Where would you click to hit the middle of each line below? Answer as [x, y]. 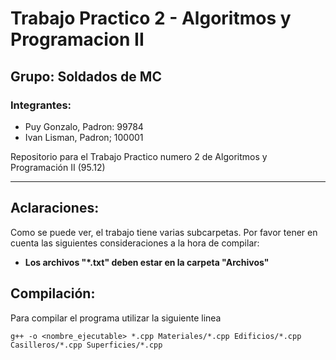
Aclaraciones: [55, 208]
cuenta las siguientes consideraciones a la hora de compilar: [135, 243]
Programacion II [77, 39]
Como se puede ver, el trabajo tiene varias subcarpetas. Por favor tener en [164, 232]
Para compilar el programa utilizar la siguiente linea [116, 318]
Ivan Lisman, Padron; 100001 [84, 137]
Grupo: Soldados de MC [86, 76]
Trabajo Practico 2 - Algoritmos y [151, 18]
